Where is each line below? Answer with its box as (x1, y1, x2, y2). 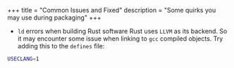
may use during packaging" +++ (7, 13, 102, 22)
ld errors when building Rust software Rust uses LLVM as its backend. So (17, 27, 228, 35)
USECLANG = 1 (7, 55, 39, 62)
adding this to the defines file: (17, 42, 105, 50)
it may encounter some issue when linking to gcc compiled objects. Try (17, 34, 223, 43)
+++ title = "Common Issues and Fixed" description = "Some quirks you (7, 6, 216, 14)
